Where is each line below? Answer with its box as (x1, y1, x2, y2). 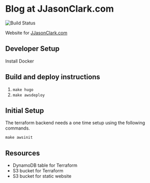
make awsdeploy (12, 93, 45, 98)
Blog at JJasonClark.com (5, 3, 114, 15)
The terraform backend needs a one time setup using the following (5, 120, 145, 126)
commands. (5, 125, 31, 131)
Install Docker (5, 58, 34, 64)
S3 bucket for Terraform (12, 168, 64, 174)
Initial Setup (5, 106, 44, 115)
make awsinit (5, 135, 33, 140)
